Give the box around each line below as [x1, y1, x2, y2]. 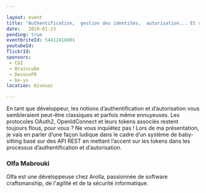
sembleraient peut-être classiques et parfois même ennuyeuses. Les [6, 112, 180, 119]
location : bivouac [6, 83, 53, 89]
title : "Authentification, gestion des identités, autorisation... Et [6, 20, 196, 26]
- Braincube [9, 66, 40, 72]
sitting [6, 137, 23, 145]
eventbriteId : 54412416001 [6, 37, 75, 44]
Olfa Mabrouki [6, 159, 50, 168]
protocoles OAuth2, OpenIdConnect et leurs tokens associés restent [6, 118, 179, 126]
